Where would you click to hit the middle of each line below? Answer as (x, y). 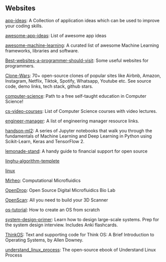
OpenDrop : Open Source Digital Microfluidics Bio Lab (60, 190)
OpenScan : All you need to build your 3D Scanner (57, 200)
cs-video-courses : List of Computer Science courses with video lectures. (81, 111)
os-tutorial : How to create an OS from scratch (53, 210)
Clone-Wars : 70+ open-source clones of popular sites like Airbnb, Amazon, (83, 76)
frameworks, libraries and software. (42, 50)
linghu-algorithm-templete (32, 161)
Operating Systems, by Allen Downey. (44, 240)
